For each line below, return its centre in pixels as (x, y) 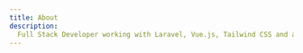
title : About (34, 18)
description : (34, 26)
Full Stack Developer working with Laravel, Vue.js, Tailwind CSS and (153, 34)
